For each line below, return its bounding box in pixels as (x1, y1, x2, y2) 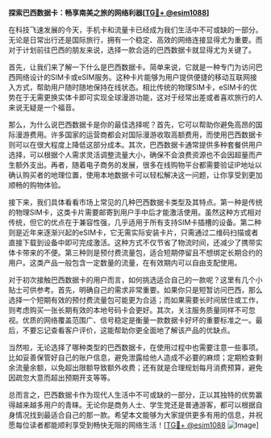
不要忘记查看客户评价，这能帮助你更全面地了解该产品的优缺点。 (22, 326, 235, 335)
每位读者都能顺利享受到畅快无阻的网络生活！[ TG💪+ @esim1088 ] (15, 420, 260, 430)
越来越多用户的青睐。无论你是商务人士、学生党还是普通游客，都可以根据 (15, 400, 256, 410)
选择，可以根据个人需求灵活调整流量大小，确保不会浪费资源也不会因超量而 (8, 150, 256, 160)
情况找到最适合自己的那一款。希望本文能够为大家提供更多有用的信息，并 (15, 411, 256, 419)
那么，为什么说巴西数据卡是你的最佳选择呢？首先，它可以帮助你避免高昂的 (8, 120, 256, 129)
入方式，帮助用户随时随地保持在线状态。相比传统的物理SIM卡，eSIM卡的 (8, 82, 250, 92)
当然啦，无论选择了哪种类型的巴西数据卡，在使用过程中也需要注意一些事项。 (8, 343, 263, 352)
